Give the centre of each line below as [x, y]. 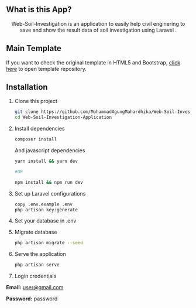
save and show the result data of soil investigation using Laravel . [98, 30]
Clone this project [36, 101]
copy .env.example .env [44, 204]
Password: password [32, 299]
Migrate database [36, 232]
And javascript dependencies [50, 150]
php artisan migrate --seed [49, 243]
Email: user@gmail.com [35, 288]
